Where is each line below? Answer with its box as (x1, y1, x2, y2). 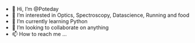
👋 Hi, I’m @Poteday (11, 6, 59, 12)
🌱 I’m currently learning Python (11, 18, 88, 24)
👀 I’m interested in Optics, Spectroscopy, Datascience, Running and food (11, 12, 190, 19)
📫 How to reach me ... (11, 31, 67, 37)
